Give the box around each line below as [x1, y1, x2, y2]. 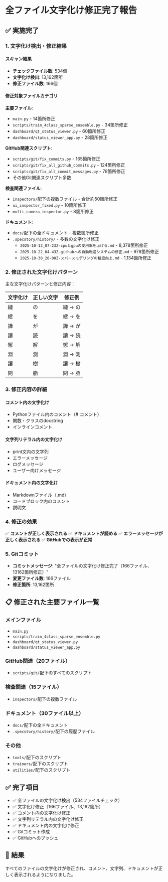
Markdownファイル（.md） [12, 492, 69, 498]
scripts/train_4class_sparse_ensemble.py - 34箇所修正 [12, 121, 128, 128]
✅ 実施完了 [5, 26, 39, 35]
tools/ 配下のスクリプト [12, 755, 62, 761]
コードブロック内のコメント [12, 498, 70, 504]
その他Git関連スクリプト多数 [12, 174, 72, 181]
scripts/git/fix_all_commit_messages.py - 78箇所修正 [12, 168, 125, 174]
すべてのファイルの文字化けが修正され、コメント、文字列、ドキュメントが [5, 865, 159, 871]
